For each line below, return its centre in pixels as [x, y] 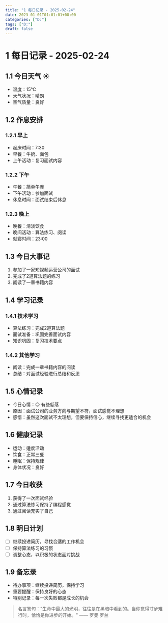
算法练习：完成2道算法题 [39, 328]
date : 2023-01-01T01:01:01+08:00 [41, 15]
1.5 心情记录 [24, 391]
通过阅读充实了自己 [33, 511]
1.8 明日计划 [24, 528]
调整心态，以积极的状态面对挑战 [46, 554]
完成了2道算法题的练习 [36, 276]
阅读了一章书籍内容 [33, 282]
